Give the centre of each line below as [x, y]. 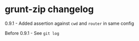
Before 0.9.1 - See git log [32, 33]
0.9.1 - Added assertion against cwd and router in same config [69, 23]
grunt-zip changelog [49, 9]
